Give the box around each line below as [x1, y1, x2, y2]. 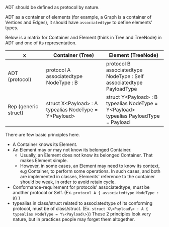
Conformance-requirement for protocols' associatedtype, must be [12, 184, 150, 190]
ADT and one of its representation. [5, 40, 77, 46]
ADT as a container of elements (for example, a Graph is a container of [5, 14, 152, 20]
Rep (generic [8, 103, 39, 110]
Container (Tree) [53, 52, 95, 58]
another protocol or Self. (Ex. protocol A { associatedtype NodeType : [12, 190, 159, 195]
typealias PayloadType [106, 113, 160, 119]
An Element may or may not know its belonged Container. [12, 147, 132, 153]
